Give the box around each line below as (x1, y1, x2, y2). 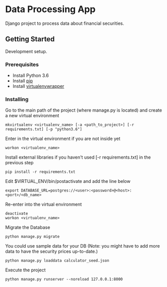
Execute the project (5, 267, 46, 273)
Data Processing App (5, 4, 96, 15)
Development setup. (5, 48, 47, 54)
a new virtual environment (5, 113, 60, 119)
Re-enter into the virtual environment (5, 201, 82, 208)
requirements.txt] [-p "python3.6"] (5, 127, 82, 132)
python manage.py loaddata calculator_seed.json (5, 258, 109, 263)
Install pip (12, 78, 33, 84)
